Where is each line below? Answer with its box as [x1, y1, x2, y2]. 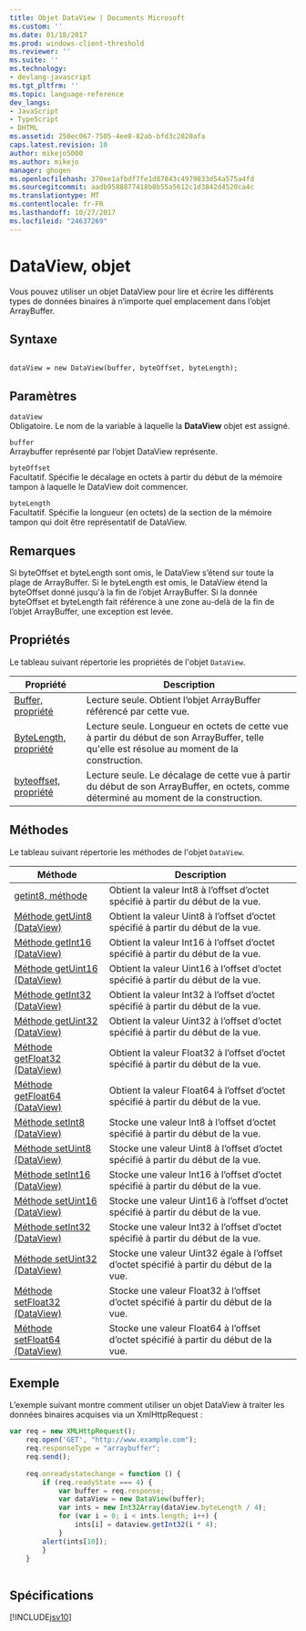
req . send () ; [25, 1453, 71, 1462]
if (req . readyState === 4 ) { [42, 1477, 153, 1487]
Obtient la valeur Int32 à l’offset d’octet [108, 988, 276, 1001]
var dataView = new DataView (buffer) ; [57, 1494, 206, 1504]
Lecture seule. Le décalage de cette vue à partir [86, 769, 291, 781]
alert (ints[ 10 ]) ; [42, 1536, 107, 1546]
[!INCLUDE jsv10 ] [9, 1612, 72, 1623]
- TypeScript [9, 115, 59, 124]
